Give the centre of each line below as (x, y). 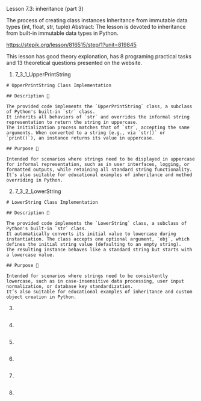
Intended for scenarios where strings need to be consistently (87, 276)
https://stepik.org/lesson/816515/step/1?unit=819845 (71, 45)
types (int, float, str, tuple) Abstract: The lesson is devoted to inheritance (96, 27)
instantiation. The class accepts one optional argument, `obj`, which (98, 239)
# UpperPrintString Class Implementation (59, 85)
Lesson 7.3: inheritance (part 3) (45, 9)
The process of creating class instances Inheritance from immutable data (97, 20)
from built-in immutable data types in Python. (62, 33)
